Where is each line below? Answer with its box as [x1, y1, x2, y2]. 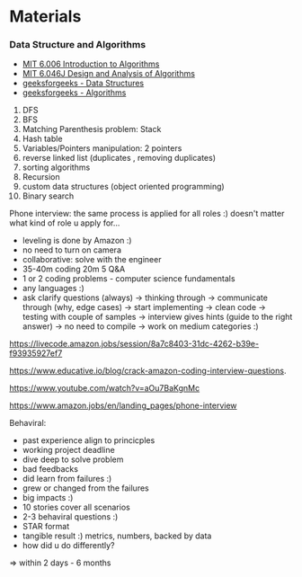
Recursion [22, 172, 60, 182]
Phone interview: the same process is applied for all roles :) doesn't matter [9, 209, 285, 219]
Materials [9, 6, 82, 27]
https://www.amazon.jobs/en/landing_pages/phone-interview [9, 400, 237, 411]
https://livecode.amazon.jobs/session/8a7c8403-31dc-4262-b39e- [9, 339, 259, 350]
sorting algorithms [22, 162, 91, 173]
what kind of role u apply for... [9, 217, 120, 228]
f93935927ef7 [9, 348, 63, 359]
